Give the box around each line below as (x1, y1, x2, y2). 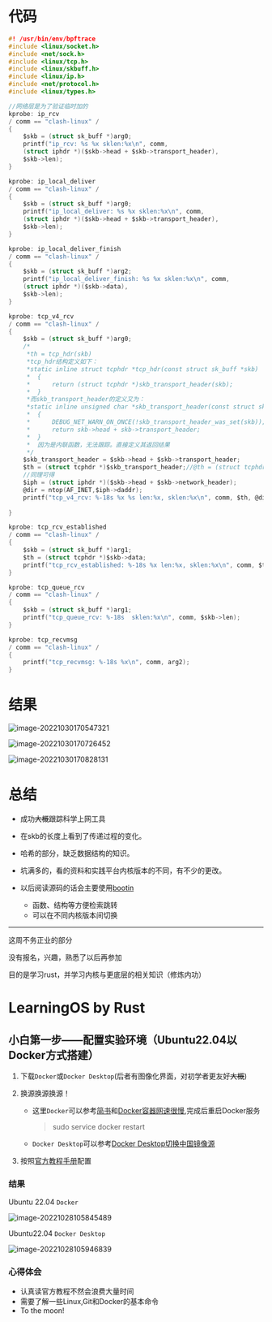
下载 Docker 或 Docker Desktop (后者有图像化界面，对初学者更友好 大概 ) (19, 1071, 248, 1081)
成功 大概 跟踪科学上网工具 (19, 814, 106, 824)
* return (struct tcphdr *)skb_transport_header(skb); (26, 380, 233, 388)
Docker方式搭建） (8, 1048, 100, 1062)
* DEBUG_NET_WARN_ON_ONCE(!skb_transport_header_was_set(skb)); (26, 418, 266, 426)
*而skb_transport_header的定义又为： (26, 395, 146, 404)
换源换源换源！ (19, 1089, 70, 1099)
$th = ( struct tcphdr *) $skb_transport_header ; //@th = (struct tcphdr (23, 464, 266, 472)
